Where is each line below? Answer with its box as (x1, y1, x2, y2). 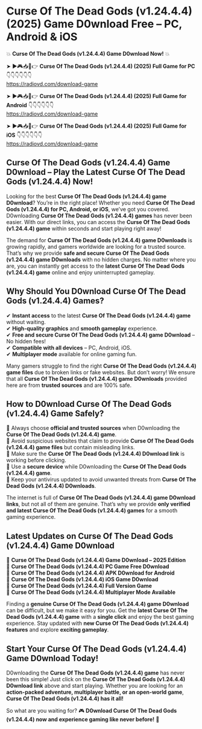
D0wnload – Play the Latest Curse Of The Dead (6, 167, 186, 177)
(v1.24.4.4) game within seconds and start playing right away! (6, 225, 162, 232)
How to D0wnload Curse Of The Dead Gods (6, 398, 172, 409)
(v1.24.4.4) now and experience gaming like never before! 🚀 (6, 716, 160, 723)
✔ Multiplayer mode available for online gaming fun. (6, 350, 137, 358)
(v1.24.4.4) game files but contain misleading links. (6, 444, 135, 451)
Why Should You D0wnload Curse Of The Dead (6, 286, 186, 297)
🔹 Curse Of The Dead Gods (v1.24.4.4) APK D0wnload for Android (6, 569, 175, 576)
